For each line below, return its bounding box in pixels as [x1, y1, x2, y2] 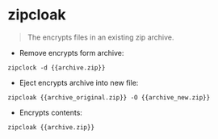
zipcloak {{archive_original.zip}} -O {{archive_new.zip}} [7, 93, 211, 102]
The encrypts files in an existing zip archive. [27, 32, 174, 42]
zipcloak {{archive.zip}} [7, 123, 94, 131]
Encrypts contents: [19, 107, 82, 117]
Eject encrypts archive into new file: [19, 78, 139, 87]
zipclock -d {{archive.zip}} [7, 63, 106, 72]
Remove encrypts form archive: [19, 48, 124, 57]
